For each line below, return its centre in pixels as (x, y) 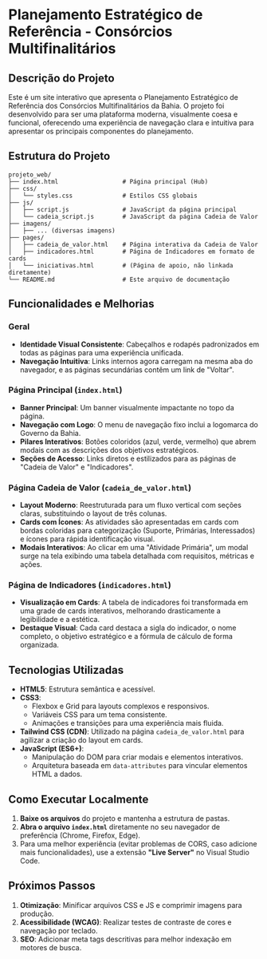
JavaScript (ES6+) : (52, 749)
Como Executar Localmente (79, 799)
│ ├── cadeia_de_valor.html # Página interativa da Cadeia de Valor (133, 244)
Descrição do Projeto (61, 78)
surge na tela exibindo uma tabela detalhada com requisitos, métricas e (137, 556)
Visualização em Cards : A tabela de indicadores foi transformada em (134, 602)
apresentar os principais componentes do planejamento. (101, 131)
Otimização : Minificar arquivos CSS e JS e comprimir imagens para (131, 905)
